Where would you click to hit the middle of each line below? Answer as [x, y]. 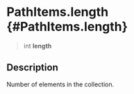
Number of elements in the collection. [60, 84]
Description [32, 67]
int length [37, 46]
